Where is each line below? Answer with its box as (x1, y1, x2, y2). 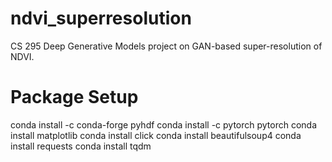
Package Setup (10, 86, 139, 109)
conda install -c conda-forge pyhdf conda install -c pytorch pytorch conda (10, 118, 318, 131)
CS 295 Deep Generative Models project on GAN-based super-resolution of (10, 40, 323, 52)
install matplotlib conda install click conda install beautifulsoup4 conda (10, 129, 302, 141)
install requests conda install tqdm (10, 140, 152, 152)
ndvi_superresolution (10, 7, 192, 30)
